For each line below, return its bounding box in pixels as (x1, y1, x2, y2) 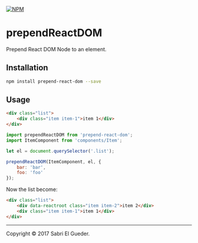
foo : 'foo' (16, 170, 44, 176)
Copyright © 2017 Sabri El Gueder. (6, 230, 90, 237)
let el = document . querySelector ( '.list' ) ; (6, 148, 115, 154)
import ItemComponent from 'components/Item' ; (6, 137, 123, 143)
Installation (6, 63, 48, 73)
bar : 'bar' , (16, 164, 46, 170)
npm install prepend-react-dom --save (6, 78, 101, 84)
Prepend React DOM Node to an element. (6, 45, 107, 52)
